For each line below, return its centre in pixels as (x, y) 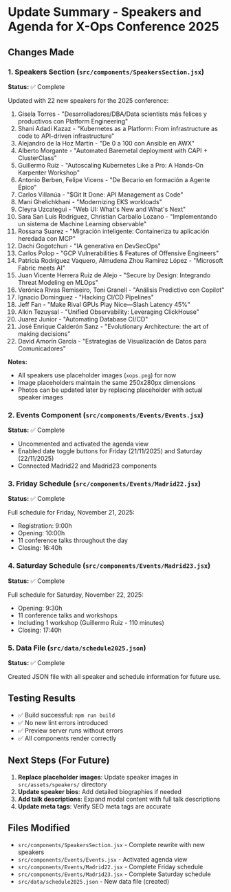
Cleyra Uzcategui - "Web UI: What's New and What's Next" (102, 209)
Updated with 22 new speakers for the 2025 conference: (88, 100)
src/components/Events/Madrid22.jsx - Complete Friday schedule (110, 866)
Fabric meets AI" (42, 268)
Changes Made (41, 52)
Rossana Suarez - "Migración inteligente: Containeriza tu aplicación (113, 231)
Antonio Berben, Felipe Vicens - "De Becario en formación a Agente (114, 179)
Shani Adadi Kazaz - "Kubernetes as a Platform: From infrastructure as (118, 128)
